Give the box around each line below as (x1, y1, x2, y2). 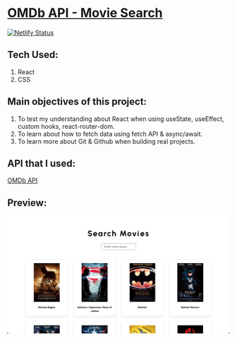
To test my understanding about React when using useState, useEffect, (17, 115, 224, 123)
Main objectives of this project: (7, 96, 147, 108)
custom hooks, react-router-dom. (17, 122, 115, 130)
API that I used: (7, 157, 76, 169)
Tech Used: (7, 49, 59, 61)
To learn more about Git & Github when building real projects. (17, 137, 195, 146)
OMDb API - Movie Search (7, 5, 164, 21)
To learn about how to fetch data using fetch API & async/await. (17, 129, 203, 138)
